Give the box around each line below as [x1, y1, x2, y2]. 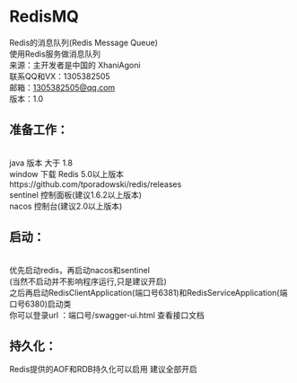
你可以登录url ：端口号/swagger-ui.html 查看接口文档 [9, 309, 205, 320]
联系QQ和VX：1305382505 [9, 70, 110, 82]
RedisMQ [9, 6, 79, 27]
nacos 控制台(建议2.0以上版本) [9, 200, 123, 211]
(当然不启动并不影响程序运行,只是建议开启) [9, 276, 168, 287]
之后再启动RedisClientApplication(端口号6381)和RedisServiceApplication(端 [9, 287, 288, 298]
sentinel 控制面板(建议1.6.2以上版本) [9, 189, 142, 200]
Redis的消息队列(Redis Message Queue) [9, 37, 159, 48]
